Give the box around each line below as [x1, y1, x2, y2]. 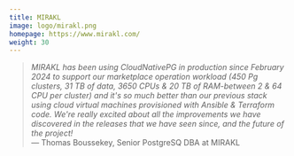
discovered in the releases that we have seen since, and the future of [30, 119, 285, 129]
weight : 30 [9, 37, 50, 47]
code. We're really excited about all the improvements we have [30, 109, 261, 120]
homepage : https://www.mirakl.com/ [9, 29, 141, 38]
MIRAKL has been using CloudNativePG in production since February [30, 62, 285, 73]
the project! [30, 128, 73, 138]
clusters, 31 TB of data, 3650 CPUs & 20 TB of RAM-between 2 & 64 [30, 81, 282, 91]
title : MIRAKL [9, 12, 62, 22]
